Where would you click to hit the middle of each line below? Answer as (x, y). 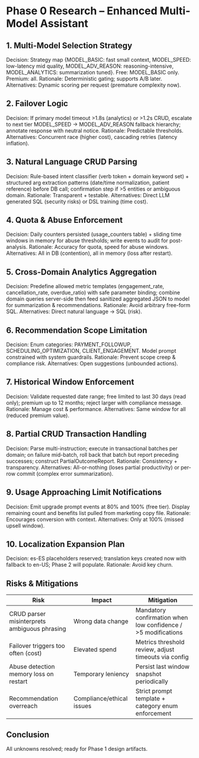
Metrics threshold (160, 642)
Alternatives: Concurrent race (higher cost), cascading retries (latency (92, 137)
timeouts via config (162, 657)
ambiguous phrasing (38, 629)
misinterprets (28, 621)
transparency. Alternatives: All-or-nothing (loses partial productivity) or (93, 467)
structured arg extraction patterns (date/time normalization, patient (88, 182)
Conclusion (28, 735)
